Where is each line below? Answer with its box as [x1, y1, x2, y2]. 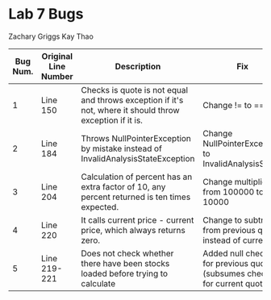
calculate [80, 277, 115, 289]
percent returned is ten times [80, 191, 191, 202]
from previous [202, 224, 256, 235]
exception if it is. [80, 115, 144, 126]
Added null [202, 248, 244, 259]
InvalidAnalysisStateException [80, 152, 195, 164]
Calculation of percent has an [80, 171, 193, 182]
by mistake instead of [80, 143, 163, 154]
